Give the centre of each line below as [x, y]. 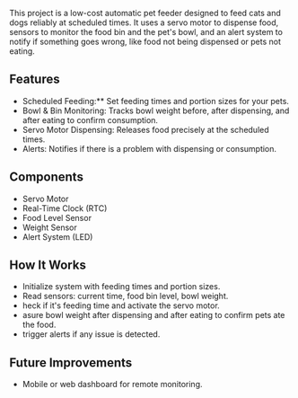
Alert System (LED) [57, 236]
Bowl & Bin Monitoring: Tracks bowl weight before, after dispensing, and [156, 111]
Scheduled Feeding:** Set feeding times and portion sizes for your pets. [156, 101]
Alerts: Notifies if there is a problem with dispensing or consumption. [149, 148]
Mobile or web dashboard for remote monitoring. [113, 385]
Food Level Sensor [57, 217]
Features [35, 80]
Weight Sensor [50, 227]
